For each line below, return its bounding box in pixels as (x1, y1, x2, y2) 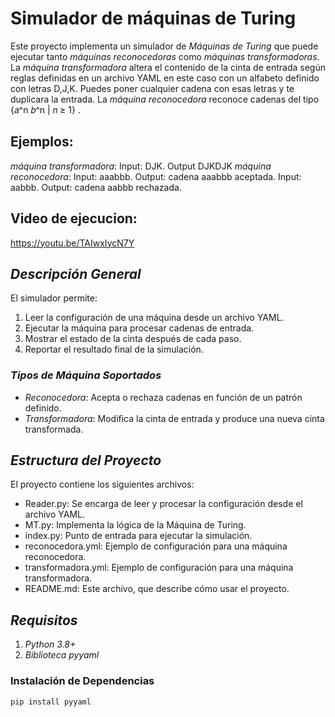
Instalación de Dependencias (10, 674, 155, 688)
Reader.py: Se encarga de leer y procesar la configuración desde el (24, 498, 303, 510)
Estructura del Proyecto (10, 452, 162, 469)
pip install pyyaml (10, 697, 92, 707)
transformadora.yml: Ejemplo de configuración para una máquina (24, 562, 294, 574)
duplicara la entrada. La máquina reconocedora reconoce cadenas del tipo (10, 93, 320, 105)
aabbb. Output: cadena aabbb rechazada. (10, 181, 182, 193)
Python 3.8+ (24, 638, 77, 651)
